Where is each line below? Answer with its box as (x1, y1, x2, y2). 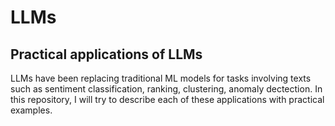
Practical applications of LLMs (10, 46, 203, 63)
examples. (10, 104, 53, 116)
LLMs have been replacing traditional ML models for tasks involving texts (10, 72, 312, 84)
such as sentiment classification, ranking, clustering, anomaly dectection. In (10, 83, 323, 95)
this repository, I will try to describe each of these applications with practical (10, 94, 325, 105)
